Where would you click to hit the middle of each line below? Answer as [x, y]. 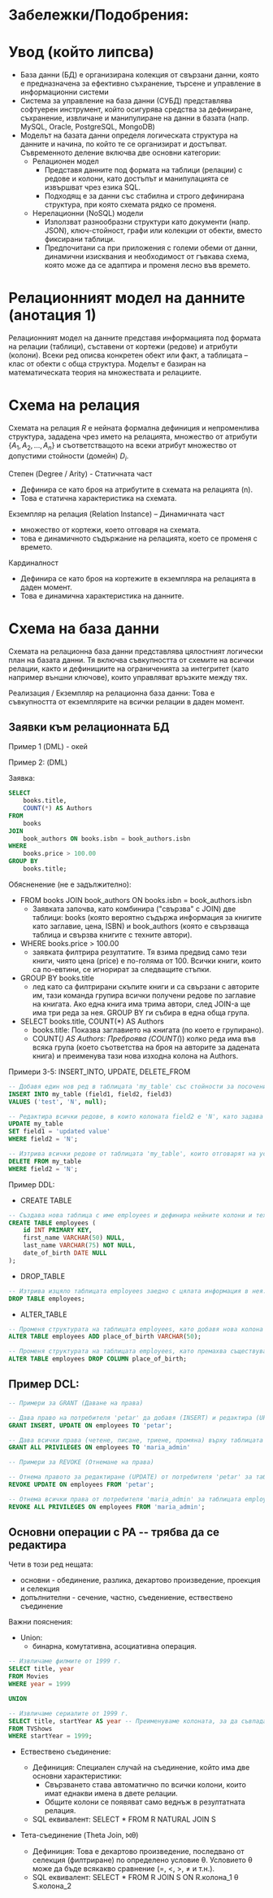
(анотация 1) [52, 316]
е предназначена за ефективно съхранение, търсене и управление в [141, 84]
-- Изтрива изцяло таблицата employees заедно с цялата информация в [129, 1291]
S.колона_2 [52, 1886]
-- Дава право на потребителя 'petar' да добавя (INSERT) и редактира [130, 1418]
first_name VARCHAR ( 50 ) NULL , [74, 1238]
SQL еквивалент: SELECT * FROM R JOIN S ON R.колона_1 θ [135, 1878]
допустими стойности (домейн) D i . [69, 456]
